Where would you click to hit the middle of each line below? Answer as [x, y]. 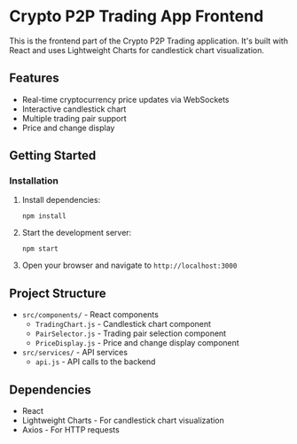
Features [34, 78]
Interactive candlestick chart [74, 109]
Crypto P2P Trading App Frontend [137, 16]
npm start [40, 249]
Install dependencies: [61, 200]
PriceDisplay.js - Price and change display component [137, 343]
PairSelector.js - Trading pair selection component [131, 333]
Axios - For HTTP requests [70, 430]
